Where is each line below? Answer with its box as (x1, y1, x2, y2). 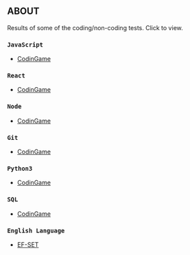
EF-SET (16, 240, 39, 249)
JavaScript (7, 40, 43, 49)
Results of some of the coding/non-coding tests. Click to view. (7, 23, 183, 32)
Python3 (7, 165, 33, 172)
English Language (7, 226, 65, 234)
